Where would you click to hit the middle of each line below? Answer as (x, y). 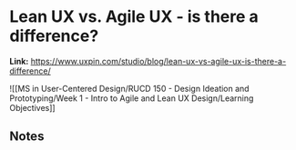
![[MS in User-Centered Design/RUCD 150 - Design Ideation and (129, 88)
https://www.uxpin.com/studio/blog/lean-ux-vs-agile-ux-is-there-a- (158, 61)
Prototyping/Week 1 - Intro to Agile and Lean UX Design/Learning (132, 98)
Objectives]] (33, 107)
